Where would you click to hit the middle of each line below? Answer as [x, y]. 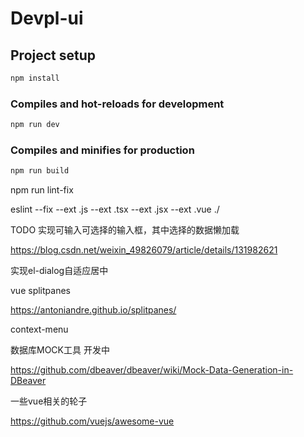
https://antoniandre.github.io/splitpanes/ [93, 310]
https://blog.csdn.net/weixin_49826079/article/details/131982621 [144, 250]
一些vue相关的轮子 [49, 401]
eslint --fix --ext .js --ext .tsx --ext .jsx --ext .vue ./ [115, 209]
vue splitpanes [40, 291]
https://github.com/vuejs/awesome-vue [92, 421]
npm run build [40, 171]
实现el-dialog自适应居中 [59, 271]
